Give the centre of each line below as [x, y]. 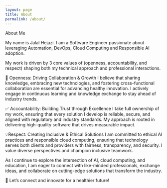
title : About [19, 14]
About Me [15, 33]
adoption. [15, 53]
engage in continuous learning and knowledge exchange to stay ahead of [81, 94]
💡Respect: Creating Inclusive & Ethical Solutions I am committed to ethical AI [84, 134]
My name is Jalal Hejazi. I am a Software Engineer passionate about [75, 43]
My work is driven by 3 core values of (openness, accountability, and [76, 63]
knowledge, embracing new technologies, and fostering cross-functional [80, 83]
